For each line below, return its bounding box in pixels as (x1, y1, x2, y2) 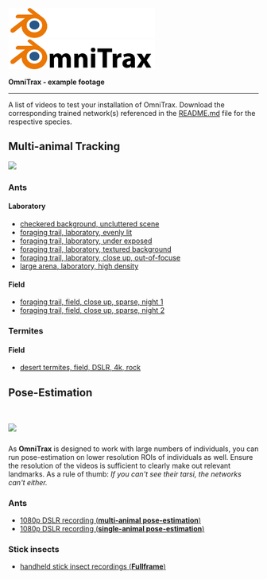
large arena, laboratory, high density (19, 261, 139, 271)
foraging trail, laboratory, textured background (19, 244, 172, 253)
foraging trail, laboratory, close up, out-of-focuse (19, 253, 181, 262)
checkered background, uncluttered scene (19, 218, 160, 229)
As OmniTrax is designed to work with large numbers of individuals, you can (8, 444, 259, 454)
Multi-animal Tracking (8, 140, 121, 153)
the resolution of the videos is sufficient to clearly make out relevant (8, 461, 231, 470)
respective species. (8, 117, 73, 126)
